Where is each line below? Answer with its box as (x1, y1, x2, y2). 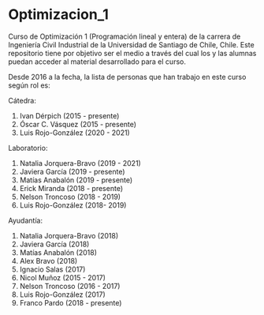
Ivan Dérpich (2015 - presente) (19, 111, 120, 120)
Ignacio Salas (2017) (19, 264, 86, 274)
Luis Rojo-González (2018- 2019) (19, 200, 127, 210)
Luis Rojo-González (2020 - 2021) (19, 128, 130, 137)
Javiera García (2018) (19, 239, 90, 249)
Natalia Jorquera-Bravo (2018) (19, 231, 119, 240)
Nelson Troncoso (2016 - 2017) (19, 281, 121, 291)
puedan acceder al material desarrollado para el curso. (8, 57, 187, 66)
